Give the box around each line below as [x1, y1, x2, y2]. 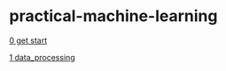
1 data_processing [9, 52, 75, 62]
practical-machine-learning [9, 6, 218, 26]
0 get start [9, 35, 48, 46]
